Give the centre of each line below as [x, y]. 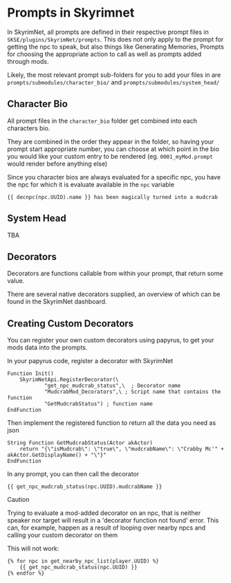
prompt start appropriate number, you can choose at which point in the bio [113, 149]
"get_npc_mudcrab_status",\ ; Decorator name [112, 386]
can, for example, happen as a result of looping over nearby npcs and [107, 528]
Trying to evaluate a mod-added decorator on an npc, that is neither [104, 513]
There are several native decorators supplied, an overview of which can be [114, 294]
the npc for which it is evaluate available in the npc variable [91, 184]
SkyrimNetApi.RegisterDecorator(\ [69, 380]
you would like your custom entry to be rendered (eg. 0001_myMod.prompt [110, 156]
